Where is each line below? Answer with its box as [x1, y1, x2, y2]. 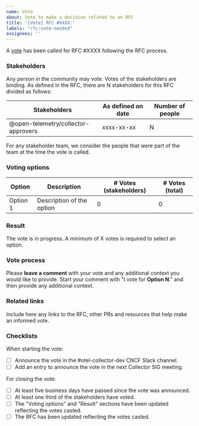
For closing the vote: [6, 375, 56, 383]
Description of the [37, 196, 88, 204]
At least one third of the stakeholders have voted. [14, 393, 135, 401]
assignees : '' [6, 31, 41, 37]
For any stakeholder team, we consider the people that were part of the [6, 142, 181, 149]
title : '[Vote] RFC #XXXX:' [6, 20, 76, 26]
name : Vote [6, 8, 33, 15]
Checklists [6, 332, 38, 340]
